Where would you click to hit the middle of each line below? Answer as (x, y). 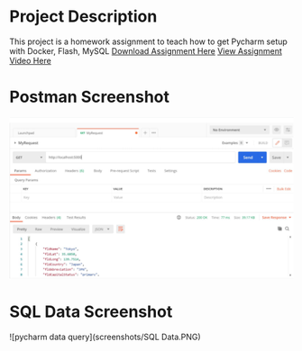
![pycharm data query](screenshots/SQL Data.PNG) (105, 337)
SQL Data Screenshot (91, 311)
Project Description (83, 17)
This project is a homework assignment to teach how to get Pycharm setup (149, 41)
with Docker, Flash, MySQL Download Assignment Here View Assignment (146, 50)
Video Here (30, 60)
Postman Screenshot (89, 97)
